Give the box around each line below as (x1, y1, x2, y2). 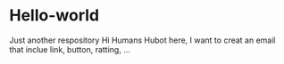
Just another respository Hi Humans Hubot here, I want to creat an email (9, 35, 276, 45)
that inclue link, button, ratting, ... (9, 44, 131, 54)
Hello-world (9, 5, 100, 26)
